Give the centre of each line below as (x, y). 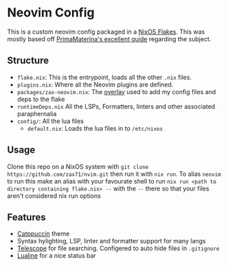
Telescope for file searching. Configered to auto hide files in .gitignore (118, 248)
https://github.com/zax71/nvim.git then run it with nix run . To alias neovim (114, 174)
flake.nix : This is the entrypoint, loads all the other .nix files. (104, 77)
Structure (28, 61)
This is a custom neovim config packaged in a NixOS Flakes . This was (106, 32)
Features (26, 217)
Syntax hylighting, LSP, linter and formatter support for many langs (111, 241)
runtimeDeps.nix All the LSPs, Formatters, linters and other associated (116, 106)
